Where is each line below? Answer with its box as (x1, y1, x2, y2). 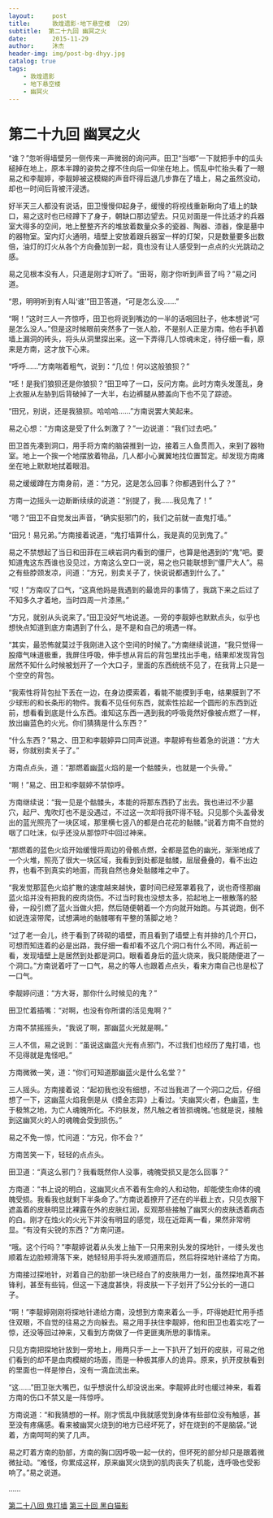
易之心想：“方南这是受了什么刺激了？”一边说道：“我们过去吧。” (8, 423, 217, 433)
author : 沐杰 (8, 42, 65, 50)
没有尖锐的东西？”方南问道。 (32, 1225, 129, 1235)
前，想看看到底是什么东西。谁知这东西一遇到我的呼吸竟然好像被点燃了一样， (8, 708, 265, 718)
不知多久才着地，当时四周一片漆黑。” (8, 595, 130, 605)
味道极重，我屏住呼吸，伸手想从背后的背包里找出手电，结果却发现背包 (29, 650, 265, 660)
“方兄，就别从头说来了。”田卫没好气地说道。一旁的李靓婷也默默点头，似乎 (8, 613, 253, 622)
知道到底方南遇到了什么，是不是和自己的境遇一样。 (29, 622, 201, 632)
